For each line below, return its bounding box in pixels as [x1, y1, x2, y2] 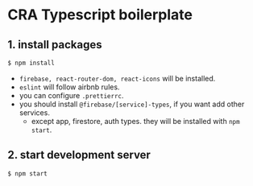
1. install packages [7, 38, 102, 52]
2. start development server [7, 148, 151, 162]
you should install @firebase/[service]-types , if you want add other [19, 99, 245, 109]
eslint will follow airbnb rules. [19, 82, 120, 92]
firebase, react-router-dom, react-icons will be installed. [19, 73, 216, 83]
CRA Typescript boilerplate [7, 6, 193, 24]
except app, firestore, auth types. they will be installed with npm [31, 116, 240, 126]
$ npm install [7, 59, 56, 67]
